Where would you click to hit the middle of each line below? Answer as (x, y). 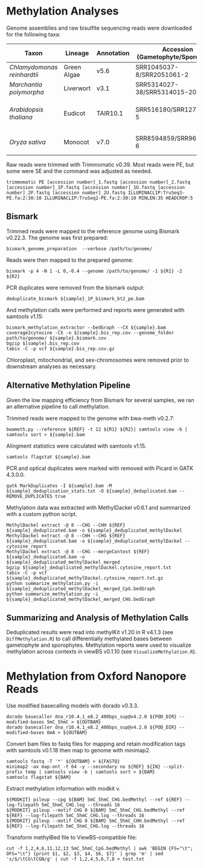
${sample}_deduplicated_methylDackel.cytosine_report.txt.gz (85, 578)
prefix (14, 772)
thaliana (21, 117)
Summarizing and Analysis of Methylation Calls (98, 618)
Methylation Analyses (63, 11)
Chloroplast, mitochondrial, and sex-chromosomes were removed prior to (98, 360)
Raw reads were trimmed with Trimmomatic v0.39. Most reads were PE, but (100, 164)
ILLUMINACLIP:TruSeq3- (156, 193)
